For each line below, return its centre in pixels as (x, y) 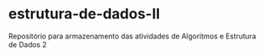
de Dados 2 (27, 44)
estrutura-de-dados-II (84, 14)
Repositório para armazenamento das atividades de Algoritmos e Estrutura (132, 36)
